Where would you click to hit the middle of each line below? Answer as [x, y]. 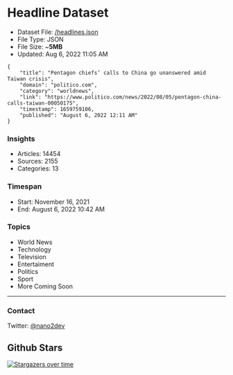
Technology [34, 249]
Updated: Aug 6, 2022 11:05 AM [63, 54]
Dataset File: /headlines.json [58, 32]
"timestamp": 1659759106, [57, 109]
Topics [19, 227]
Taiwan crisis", [31, 79]
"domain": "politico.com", [59, 85]
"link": [31, 97]
